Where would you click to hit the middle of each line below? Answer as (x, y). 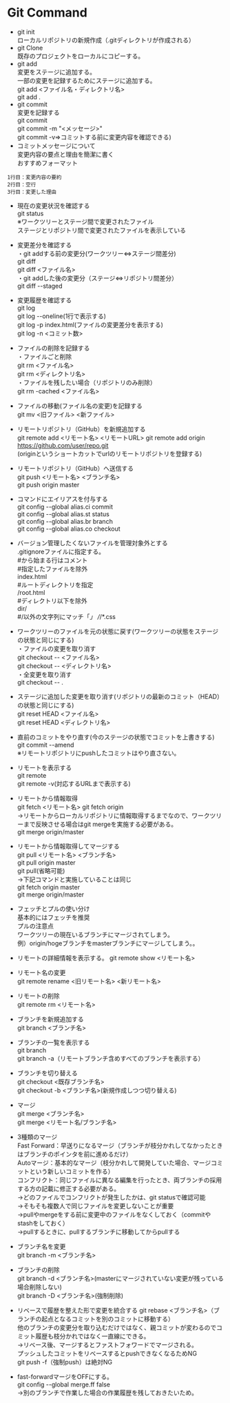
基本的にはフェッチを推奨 (53, 917)
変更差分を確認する (44, 245)
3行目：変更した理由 (32, 192)
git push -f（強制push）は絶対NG (64, 1362)
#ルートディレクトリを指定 (55, 585)
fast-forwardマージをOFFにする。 (65, 1376)
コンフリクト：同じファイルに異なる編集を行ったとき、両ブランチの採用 (119, 1180)
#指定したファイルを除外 (52, 569)
